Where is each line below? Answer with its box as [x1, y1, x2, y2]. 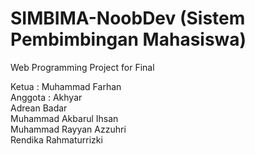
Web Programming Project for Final [10, 61, 155, 73]
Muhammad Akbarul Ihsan [10, 112, 119, 124]
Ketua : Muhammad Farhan [10, 80, 122, 92]
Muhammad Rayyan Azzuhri [10, 123, 127, 135]
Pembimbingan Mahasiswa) [10, 28, 247, 51]
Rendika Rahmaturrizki [10, 133, 103, 146]
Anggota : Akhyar [10, 91, 83, 103]
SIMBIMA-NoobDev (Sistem [10, 7, 246, 30]
